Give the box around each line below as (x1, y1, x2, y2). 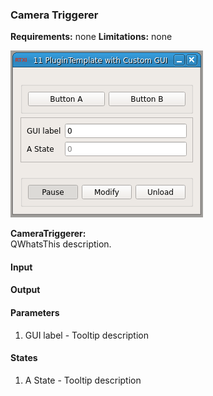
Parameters (10, 307, 60, 319)
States (10, 352, 38, 364)
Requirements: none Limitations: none (10, 31, 173, 43)
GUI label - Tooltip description (24, 329, 149, 341)
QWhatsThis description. (10, 238, 112, 250)
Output (10, 284, 41, 296)
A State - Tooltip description (24, 374, 142, 386)
